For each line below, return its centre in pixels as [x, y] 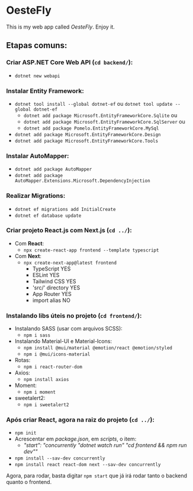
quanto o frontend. [29, 482]
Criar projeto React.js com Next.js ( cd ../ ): [69, 231]
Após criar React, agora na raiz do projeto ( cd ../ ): [81, 420]
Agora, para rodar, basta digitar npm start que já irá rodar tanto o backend [97, 476]
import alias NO [52, 300]
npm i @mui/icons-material [57, 354]
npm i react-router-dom [53, 367]
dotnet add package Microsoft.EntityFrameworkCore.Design [88, 134]
